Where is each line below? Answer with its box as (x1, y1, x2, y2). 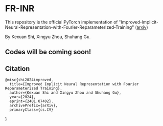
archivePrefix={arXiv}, (9, 103, 58, 108)
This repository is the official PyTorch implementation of (5, 19, 118, 25)
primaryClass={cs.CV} (9, 107, 54, 112)
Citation (5, 64, 30, 73)
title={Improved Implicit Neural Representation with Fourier (9, 82, 139, 87)
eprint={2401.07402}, (9, 99, 54, 104)
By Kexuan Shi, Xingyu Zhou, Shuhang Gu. (5, 34, 91, 40)
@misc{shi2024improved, (5, 78, 54, 83)
